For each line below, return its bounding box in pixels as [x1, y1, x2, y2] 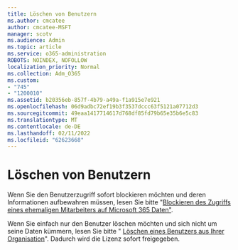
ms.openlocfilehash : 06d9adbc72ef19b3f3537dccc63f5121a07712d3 [7, 103, 199, 110]
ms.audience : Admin [7, 37, 65, 44]
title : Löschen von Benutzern [7, 10, 97, 18]
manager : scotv [7, 30, 53, 38]
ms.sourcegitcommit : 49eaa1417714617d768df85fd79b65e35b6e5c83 [7, 110, 199, 117]
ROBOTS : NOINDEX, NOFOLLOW [7, 57, 87, 64]
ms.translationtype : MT [7, 116, 78, 123]
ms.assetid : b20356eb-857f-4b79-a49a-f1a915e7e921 [7, 97, 161, 104]
